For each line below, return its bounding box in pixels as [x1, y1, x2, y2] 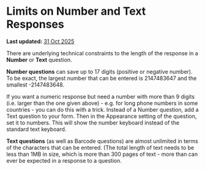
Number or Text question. [6, 56, 72, 63]
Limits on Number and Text [6, 4, 146, 18]
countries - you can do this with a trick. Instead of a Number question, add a [6, 106, 199, 113]
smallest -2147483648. [6, 81, 65, 88]
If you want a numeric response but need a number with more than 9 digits [6, 93, 195, 100]
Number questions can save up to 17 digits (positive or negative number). [6, 68, 193, 75]
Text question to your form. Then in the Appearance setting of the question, [6, 112, 197, 120]
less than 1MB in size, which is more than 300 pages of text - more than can [6, 150, 198, 158]
